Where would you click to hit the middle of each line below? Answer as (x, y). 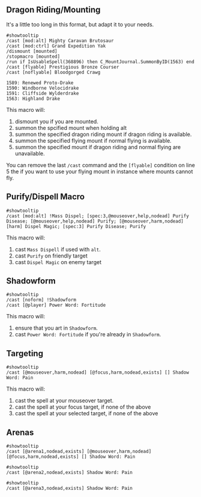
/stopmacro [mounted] (33, 57)
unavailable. (30, 153)
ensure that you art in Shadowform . (56, 328)
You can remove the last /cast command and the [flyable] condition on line (100, 165)
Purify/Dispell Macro (46, 197)
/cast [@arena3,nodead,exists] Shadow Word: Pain (70, 489)
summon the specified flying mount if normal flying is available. (93, 140)
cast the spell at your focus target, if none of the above (83, 407)
